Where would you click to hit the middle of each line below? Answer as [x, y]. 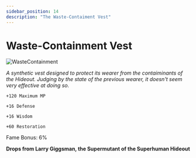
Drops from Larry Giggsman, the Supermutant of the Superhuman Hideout [98, 149]
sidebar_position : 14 [32, 11]
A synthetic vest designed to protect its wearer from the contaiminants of [94, 73]
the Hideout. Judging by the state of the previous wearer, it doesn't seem [94, 79]
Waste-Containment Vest [69, 46]
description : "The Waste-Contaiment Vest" [59, 17]
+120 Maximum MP [26, 96]
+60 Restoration [26, 127]
